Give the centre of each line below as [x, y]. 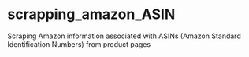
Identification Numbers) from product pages [79, 44]
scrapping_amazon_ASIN [91, 14]
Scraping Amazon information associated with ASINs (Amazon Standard [124, 36]
